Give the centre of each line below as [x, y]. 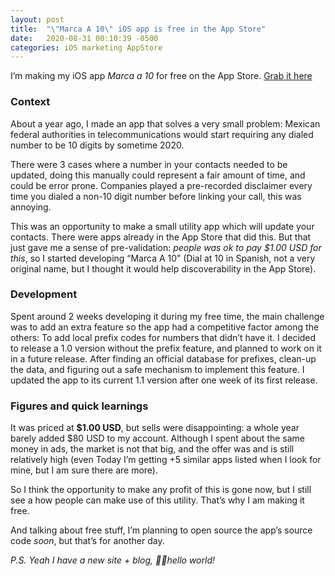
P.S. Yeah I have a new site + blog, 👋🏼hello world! [112, 560]
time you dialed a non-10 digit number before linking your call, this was [156, 196]
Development [44, 294]
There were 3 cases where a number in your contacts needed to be [149, 164]
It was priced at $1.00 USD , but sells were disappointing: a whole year [155, 428]
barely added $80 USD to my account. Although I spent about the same [158, 438]
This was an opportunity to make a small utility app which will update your [162, 226]
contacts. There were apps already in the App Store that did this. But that [161, 237]
